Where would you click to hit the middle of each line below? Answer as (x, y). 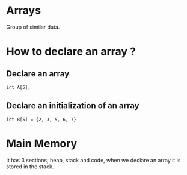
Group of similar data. (33, 27)
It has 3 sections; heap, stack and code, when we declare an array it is (93, 160)
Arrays (23, 11)
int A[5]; (19, 87)
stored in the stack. (30, 167)
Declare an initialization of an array (73, 106)
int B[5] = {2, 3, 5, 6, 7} (41, 120)
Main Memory (42, 143)
